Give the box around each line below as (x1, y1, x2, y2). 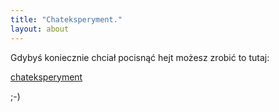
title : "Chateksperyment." (10, 14, 123, 25)
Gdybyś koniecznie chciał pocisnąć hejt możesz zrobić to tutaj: (10, 51, 270, 63)
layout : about (10, 24, 70, 34)
